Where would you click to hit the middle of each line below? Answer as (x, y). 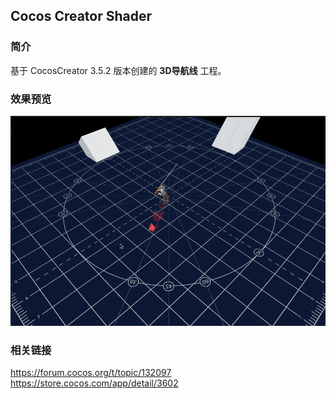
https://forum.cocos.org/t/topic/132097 (91, 373)
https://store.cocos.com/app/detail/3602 (94, 383)
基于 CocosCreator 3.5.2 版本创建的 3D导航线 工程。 (118, 70)
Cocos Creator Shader (81, 16)
